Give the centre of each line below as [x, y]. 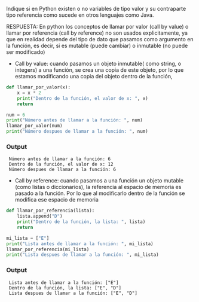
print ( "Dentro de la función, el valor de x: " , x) [82, 98]
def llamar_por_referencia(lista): [50, 211]
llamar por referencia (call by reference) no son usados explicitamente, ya [97, 33]
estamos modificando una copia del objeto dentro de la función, [94, 76]
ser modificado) [26, 52]
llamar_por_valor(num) [34, 126]
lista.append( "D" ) [40, 216]
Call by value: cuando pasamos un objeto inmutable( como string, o [98, 63]
